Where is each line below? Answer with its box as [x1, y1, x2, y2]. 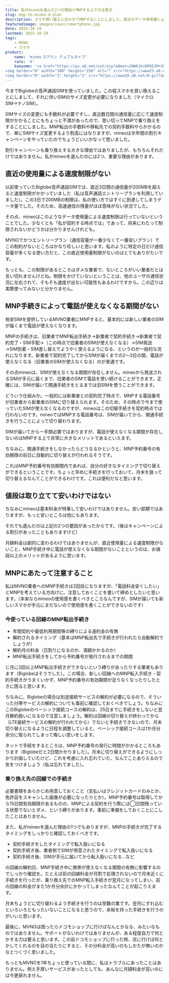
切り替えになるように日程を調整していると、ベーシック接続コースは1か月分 [5, 725, 161, 731]
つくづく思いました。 [14, 949, 58, 955]
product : [5, 50, 24, 55]
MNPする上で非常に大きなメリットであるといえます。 [22, 435, 134, 441]
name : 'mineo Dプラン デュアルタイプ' [14, 54, 88, 60]
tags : [5, 36, 17, 41]
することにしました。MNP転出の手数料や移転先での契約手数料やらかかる [5, 123, 157, 129]
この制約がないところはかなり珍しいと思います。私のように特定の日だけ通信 [5, 243, 163, 249]
